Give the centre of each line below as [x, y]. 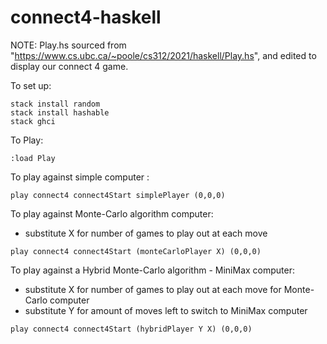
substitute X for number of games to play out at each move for [153, 289]
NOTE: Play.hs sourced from [68, 45]
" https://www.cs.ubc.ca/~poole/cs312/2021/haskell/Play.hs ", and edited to [163, 55]
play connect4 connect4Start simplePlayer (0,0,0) [118, 195]
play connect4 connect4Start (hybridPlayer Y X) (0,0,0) [131, 329]
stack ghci [33, 121]
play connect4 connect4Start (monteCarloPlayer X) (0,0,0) [136, 251]
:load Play [33, 158]
